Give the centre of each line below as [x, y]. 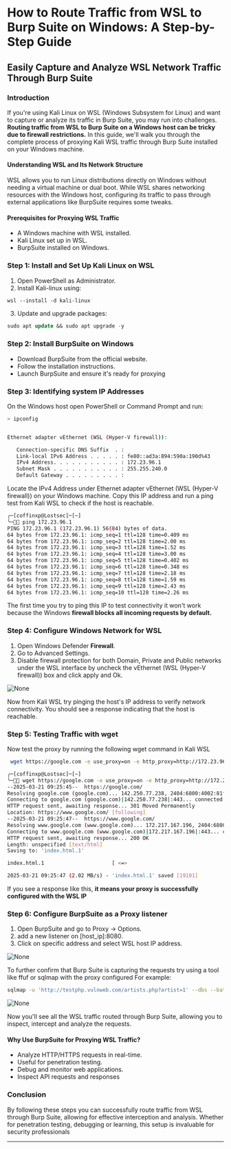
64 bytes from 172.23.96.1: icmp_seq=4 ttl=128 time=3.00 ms [97, 554]
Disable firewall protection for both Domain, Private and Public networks [119, 660]
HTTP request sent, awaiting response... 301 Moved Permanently [101, 806]
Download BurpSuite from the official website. [82, 358]
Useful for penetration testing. [60, 1062]
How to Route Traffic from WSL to [104, 13]
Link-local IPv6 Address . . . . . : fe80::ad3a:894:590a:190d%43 [113, 456]
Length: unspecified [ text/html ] [55, 844]
